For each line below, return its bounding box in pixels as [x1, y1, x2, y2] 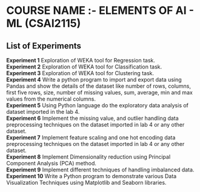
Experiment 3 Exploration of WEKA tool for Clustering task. [6, 70, 155, 76]
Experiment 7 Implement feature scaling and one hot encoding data [6, 134, 176, 141]
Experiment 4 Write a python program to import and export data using [6, 76, 182, 83]
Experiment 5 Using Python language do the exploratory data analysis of [6, 102, 189, 109]
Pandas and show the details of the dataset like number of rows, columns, [6, 82, 192, 90]
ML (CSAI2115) [6, 16, 81, 30]
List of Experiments [6, 41, 82, 51]
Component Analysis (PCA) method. [6, 160, 97, 167]
